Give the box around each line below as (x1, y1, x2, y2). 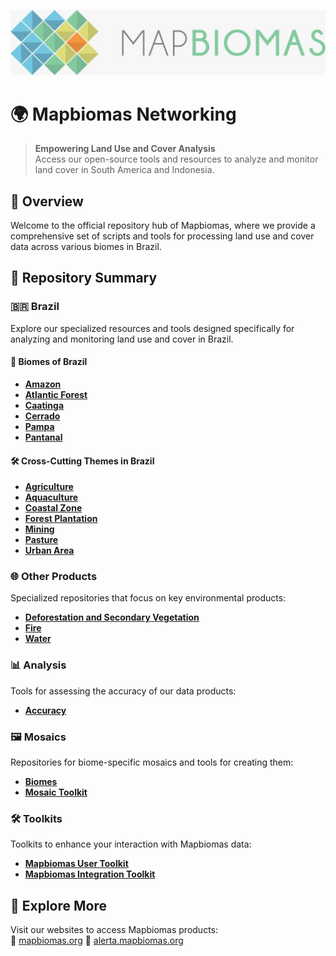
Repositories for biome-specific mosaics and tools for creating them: (10, 756, 294, 769)
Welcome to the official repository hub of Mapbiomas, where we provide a (10, 220, 316, 232)
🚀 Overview (10, 193, 84, 210)
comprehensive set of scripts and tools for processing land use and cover (10, 230, 315, 242)
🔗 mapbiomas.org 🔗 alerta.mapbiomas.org (10, 935, 184, 947)
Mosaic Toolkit (24, 786, 88, 799)
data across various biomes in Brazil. (10, 241, 162, 253)
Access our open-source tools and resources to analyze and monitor (34, 153, 319, 165)
